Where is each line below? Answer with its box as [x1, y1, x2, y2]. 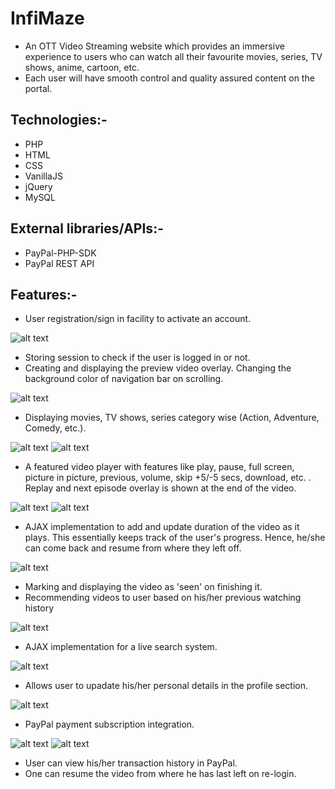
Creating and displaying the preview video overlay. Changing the [24, 362, 292, 374]
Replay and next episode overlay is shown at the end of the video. [24, 482, 297, 494]
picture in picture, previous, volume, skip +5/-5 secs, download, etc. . [24, 472, 312, 484]
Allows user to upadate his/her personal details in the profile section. [24, 680, 309, 692]
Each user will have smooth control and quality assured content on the [24, 72, 315, 84]
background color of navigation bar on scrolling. [24, 373, 224, 385]
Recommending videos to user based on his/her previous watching [24, 592, 302, 604]
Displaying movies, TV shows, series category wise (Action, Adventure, [24, 412, 320, 424]
